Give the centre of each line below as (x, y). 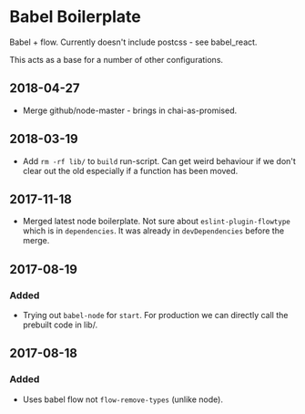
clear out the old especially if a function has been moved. (130, 171)
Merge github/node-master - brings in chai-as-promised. (130, 110)
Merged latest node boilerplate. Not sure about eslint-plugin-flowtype (157, 222)
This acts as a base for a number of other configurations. (117, 59)
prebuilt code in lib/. (60, 325)
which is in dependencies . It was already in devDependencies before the (153, 231)
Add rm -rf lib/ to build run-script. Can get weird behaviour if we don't (159, 160)
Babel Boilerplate (75, 17)
